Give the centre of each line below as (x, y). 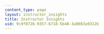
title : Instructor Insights (35, 19)
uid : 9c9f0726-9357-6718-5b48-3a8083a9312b (52, 24)
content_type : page (26, 10)
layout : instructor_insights (36, 14)
